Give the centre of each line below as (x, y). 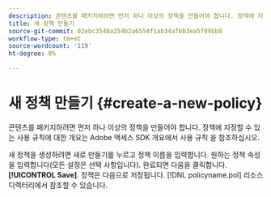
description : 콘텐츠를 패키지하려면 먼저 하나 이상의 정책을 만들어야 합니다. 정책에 (131, 16)
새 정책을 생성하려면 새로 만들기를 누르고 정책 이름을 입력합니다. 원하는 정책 (127, 154)
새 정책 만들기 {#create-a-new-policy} (135, 103)
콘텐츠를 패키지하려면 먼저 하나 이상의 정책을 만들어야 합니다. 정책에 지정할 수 (130, 127)
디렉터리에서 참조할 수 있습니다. (58, 185)
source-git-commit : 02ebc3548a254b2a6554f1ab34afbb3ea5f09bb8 (115, 31)
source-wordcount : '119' (50, 46)
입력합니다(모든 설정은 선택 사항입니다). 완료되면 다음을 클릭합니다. (122, 165)
